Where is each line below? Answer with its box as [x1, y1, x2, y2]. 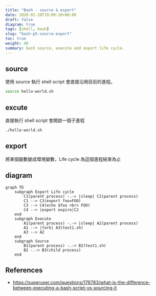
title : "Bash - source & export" [5, 7, 77, 13]
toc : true [5, 36, 27, 41]
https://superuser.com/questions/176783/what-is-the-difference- [12, 280, 151, 286]
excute [5, 103, 28, 112]
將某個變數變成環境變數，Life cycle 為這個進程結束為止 [5, 156, 121, 162]
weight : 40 [5, 41, 29, 46]
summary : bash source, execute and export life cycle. [5, 46, 125, 51]
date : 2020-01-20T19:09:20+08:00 [5, 12, 77, 17]
